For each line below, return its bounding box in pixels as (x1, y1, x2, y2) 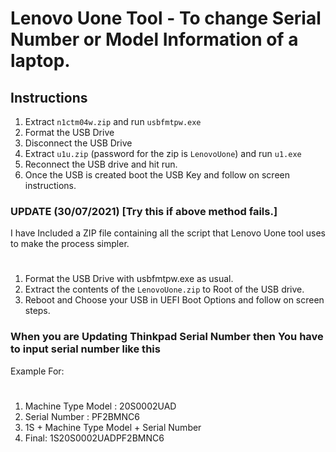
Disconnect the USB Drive (24, 137, 133, 149)
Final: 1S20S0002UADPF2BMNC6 (24, 432, 165, 444)
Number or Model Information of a (10, 28, 299, 51)
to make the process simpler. (10, 238, 130, 250)
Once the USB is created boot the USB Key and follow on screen (24, 169, 290, 181)
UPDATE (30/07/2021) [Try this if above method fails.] (10, 204, 278, 218)
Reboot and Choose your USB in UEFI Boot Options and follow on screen (24, 294, 325, 306)
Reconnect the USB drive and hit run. (24, 158, 178, 170)
